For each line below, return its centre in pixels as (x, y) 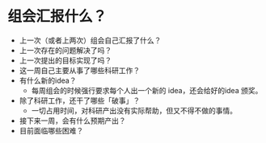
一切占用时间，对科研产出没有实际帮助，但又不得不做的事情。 (134, 110)
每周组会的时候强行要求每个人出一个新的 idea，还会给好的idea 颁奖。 (147, 90)
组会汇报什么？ (57, 16)
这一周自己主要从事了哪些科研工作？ (80, 70)
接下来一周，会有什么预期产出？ (72, 121)
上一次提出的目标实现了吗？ (65, 60)
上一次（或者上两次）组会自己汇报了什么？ (90, 40)
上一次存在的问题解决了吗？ (65, 50)
